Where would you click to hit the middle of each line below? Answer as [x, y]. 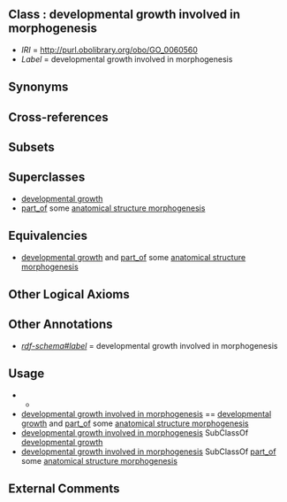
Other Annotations [60, 324]
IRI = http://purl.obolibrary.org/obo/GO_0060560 [109, 50]
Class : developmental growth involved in [124, 15]
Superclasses [47, 178]
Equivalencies [48, 236]
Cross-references [59, 117]
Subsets [31, 147]
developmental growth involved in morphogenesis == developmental [146, 413]
